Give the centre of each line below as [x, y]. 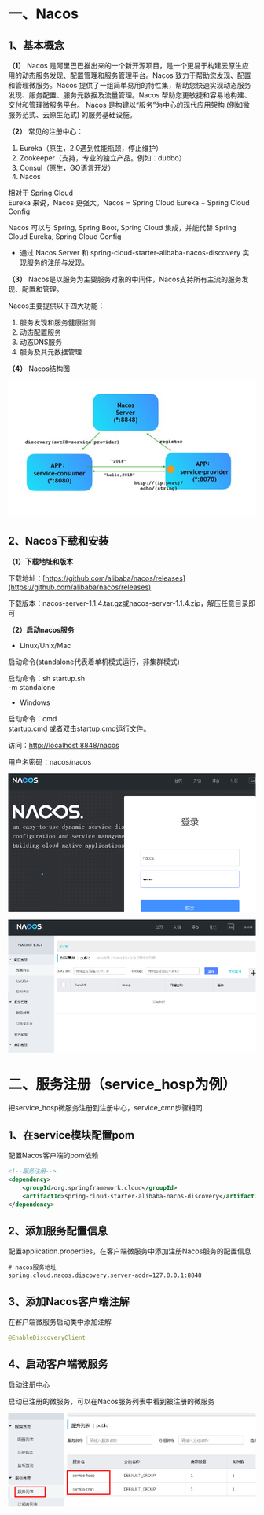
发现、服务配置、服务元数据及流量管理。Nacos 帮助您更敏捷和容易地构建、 [130, 95]
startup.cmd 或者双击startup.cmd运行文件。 [79, 728]
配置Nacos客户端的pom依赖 [53, 1156]
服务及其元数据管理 [51, 352]
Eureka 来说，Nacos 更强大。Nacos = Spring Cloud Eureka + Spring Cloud [129, 202]
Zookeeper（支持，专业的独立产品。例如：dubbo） [103, 158]
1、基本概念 [37, 45]
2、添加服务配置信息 [58, 1231]
